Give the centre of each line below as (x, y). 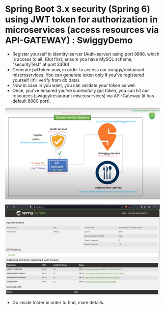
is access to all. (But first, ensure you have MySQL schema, (72, 59)
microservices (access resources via (82, 30)
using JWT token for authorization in (82, 19)
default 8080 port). (31, 101)
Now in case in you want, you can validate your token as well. (74, 85)
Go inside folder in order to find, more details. (58, 303)
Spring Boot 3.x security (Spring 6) (78, 9)
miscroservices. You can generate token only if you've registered (78, 75)
